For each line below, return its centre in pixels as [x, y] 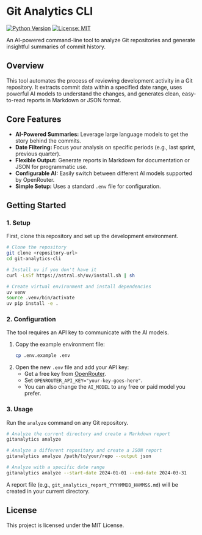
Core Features [34, 120]
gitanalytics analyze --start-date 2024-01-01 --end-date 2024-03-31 [97, 473]
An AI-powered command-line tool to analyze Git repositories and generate [101, 40]
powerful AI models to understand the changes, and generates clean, [94, 94]
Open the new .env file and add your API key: [72, 367]
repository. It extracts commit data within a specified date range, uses [94, 87]
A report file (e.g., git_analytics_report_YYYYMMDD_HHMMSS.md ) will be [92, 484]
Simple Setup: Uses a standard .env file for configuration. [88, 186]
